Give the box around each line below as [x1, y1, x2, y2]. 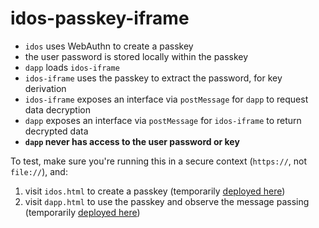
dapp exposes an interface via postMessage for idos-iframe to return [24, 114, 302, 126]
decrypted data [24, 125, 89, 137]
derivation [24, 82, 67, 94]
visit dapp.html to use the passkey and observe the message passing [24, 195, 310, 207]
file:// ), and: [10, 165, 68, 177]
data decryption [24, 103, 91, 116]
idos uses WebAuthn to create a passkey [24, 40, 194, 52]
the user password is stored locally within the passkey [24, 50, 249, 62]
